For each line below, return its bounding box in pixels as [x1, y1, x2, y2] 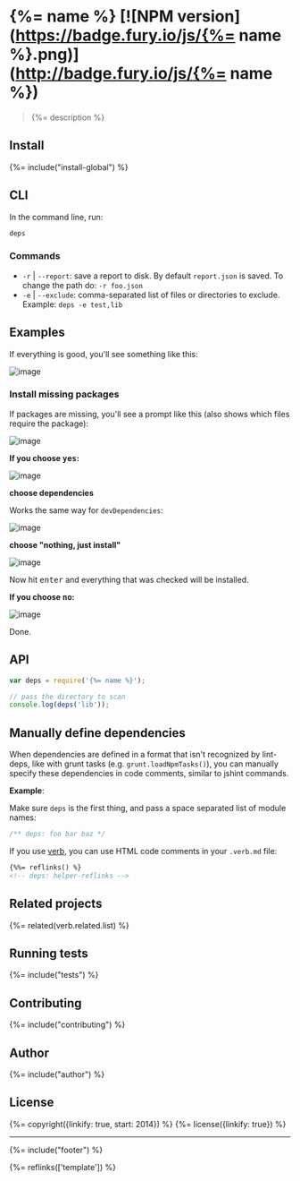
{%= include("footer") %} [9, 1144, 104, 1155]
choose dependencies [9, 487, 94, 498]
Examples [9, 325, 65, 340]
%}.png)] [9, 45, 79, 64]
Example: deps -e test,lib [21, 298, 123, 310]
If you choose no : [9, 591, 75, 602]
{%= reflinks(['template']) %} [9, 1161, 116, 1172]
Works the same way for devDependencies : [9, 504, 163, 516]
